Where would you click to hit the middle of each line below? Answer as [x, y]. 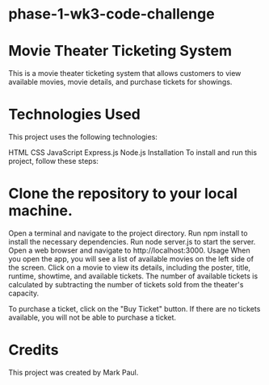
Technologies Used [75, 115]
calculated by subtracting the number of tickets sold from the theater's [126, 285]
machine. [40, 211]
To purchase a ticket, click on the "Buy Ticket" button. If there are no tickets [134, 309]
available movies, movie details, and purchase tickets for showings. [120, 82]
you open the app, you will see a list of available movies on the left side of [131, 259]
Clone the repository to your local [123, 194]
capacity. [24, 293]
